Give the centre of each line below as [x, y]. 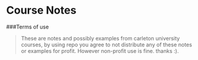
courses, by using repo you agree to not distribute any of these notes [106, 45]
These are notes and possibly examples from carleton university [100, 38]
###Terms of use [28, 27]
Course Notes [41, 10]
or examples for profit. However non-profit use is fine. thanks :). [100, 50]
